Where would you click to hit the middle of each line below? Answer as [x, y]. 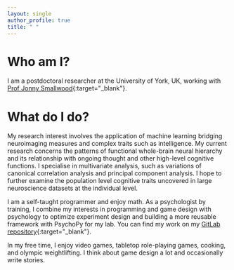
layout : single [30, 14]
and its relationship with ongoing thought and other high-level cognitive [111, 158]
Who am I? [39, 61]
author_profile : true [39, 20]
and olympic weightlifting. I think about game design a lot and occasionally [115, 252]
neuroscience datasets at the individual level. [73, 188]
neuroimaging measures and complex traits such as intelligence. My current [117, 144]
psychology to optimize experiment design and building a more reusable [112, 217]
